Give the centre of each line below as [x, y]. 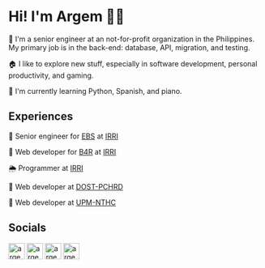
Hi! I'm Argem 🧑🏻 [67, 17]
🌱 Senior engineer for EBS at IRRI [64, 136]
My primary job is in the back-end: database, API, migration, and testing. [129, 47]
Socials [28, 228]
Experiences [41, 117]
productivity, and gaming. [51, 75]
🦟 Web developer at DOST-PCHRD [66, 186]
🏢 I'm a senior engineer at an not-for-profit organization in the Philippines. [132, 39]
